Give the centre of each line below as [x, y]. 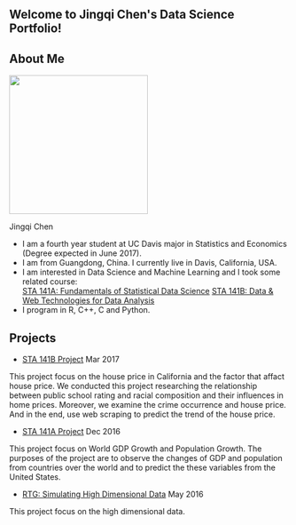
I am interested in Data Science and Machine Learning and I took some [151, 272]
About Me [37, 58]
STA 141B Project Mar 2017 [70, 360]
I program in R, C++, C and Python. [86, 310]
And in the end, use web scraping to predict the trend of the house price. [142, 414]
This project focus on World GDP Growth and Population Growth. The [136, 449]
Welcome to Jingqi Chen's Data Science [122, 15]
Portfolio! [35, 29]
